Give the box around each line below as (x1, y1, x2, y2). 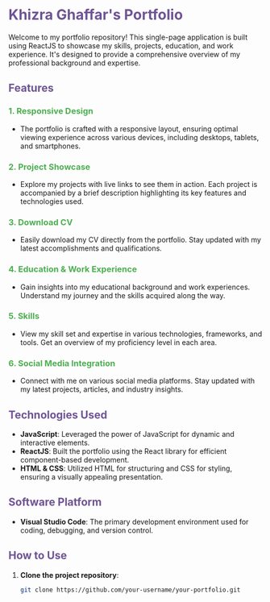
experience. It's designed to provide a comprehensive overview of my (8, 49, 240, 59)
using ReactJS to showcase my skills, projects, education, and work (8, 40, 234, 50)
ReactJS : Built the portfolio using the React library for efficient (19, 446, 227, 456)
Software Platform (8, 496, 102, 509)
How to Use (8, 549, 68, 563)
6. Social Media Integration (8, 357, 115, 368)
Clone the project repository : (19, 570, 119, 579)
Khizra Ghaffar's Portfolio (8, 6, 184, 24)
